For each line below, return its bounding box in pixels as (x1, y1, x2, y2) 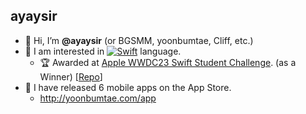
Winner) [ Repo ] (39, 70, 103, 83)
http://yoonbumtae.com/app (39, 92, 157, 104)
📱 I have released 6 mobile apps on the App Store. (24, 81, 232, 93)
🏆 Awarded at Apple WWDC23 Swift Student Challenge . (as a (39, 56, 297, 68)
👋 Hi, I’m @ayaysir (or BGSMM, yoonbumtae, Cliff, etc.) (24, 34, 254, 46)
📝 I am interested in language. (24, 45, 182, 57)
